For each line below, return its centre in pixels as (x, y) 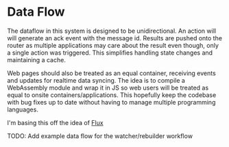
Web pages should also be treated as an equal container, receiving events (111, 73)
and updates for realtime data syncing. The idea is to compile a (96, 80)
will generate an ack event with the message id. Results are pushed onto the (115, 38)
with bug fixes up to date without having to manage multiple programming (111, 102)
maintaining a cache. (37, 59)
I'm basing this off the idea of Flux (56, 122)
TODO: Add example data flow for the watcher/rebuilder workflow (100, 136)
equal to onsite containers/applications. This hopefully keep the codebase (112, 95)
